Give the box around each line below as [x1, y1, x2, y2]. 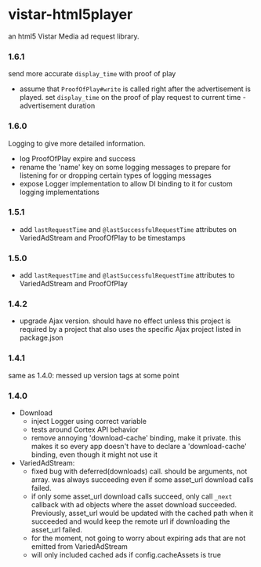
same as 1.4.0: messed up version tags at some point [8, 370, 179, 380]
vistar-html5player [8, 6, 133, 24]
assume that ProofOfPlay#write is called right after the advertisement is [19, 84, 251, 94]
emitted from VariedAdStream [31, 542, 128, 551]
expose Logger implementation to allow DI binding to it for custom [19, 179, 233, 188]
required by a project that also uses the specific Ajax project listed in [19, 325, 241, 334]
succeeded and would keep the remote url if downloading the [31, 517, 230, 526]
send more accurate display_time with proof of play [8, 69, 176, 79]
